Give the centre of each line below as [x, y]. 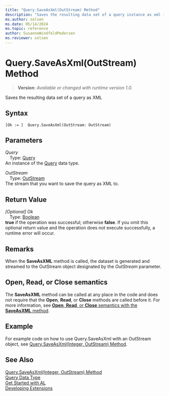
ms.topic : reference [27, 29]
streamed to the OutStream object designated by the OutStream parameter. [83, 267]
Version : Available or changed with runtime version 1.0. [75, 88]
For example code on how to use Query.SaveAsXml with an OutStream [78, 338]
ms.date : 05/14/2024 [27, 24]
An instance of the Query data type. [42, 163]
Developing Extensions [29, 388]
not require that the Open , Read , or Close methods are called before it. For [82, 300]
